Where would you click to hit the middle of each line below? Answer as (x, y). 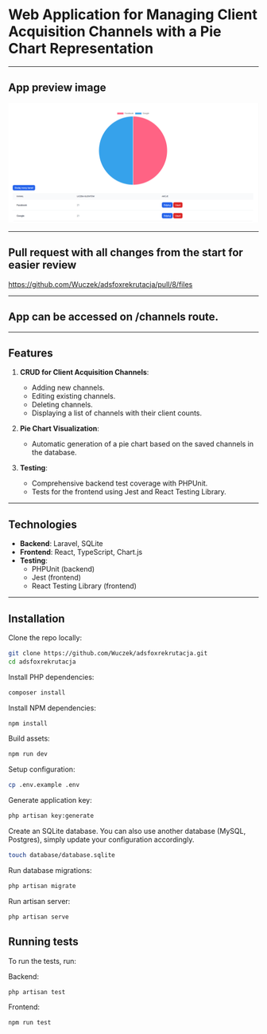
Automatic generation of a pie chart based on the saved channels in (143, 444)
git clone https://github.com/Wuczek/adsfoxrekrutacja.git (108, 653)
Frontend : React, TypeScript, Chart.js (81, 552)
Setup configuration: (42, 769)
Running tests (44, 942)
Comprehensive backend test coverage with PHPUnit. (120, 483)
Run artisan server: (39, 901)
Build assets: (29, 738)
